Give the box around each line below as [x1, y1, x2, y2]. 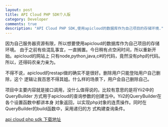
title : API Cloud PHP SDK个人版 [5, 12, 71, 17]
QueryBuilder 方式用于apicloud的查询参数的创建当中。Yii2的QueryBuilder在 [5, 93, 162, 99]
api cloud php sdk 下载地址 [5, 116, 61, 122]
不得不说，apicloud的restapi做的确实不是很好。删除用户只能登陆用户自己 [5, 70, 156, 76]
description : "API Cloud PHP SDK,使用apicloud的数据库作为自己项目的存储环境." [5, 26, 163, 31]
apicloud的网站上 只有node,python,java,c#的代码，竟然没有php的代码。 [14, 53, 163, 59]
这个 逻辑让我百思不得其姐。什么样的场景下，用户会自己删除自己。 [14, 76, 152, 82]
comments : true [5, 21, 37, 27]
